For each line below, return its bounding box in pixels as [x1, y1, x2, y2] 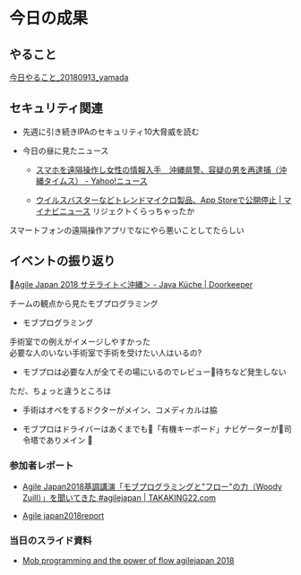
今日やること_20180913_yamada [9, 73, 129, 82]
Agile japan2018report [21, 510, 105, 520]
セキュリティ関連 [9, 100, 103, 116]
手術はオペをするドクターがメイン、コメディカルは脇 [21, 404, 218, 415]
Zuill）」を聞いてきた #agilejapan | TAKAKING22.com [21, 492, 217, 502]
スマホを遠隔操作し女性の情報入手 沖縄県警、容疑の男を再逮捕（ [35, 164, 279, 175]
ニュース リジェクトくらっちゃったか [59, 205, 195, 216]
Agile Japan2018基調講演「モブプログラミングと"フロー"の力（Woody [21, 481, 282, 492]
